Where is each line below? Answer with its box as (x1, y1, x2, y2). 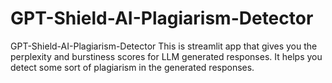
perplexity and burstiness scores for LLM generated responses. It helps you (10, 50, 323, 62)
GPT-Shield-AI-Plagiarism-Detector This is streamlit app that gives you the (10, 40, 318, 52)
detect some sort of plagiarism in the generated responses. (10, 61, 255, 73)
